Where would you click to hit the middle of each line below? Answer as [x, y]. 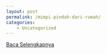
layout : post [22, 11]
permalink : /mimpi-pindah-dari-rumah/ [53, 17]
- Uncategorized [37, 28]
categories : [21, 22]
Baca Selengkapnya [30, 45]
